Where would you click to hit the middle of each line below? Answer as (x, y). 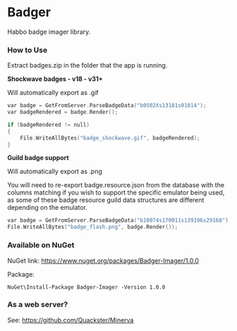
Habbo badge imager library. (49, 32)
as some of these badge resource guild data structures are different (106, 200)
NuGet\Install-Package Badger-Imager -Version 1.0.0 (86, 287)
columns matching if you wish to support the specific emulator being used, (116, 193)
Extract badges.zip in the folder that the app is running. (87, 65)
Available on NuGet (41, 245)
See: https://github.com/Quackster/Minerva (71, 320)
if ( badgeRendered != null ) (49, 125)
